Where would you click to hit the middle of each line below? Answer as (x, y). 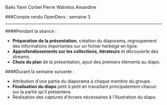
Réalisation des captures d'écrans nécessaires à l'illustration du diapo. (84, 97)
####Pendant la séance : (31, 31)
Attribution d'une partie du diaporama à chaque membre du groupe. (82, 81)
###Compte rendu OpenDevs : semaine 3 (48, 17)
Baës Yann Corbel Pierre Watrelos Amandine (51, 7)
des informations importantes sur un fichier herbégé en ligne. (75, 46)
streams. (21, 56)
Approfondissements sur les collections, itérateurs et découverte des (85, 51)
